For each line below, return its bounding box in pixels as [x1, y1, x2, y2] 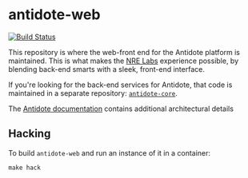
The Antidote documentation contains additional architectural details [8, 104, 234, 113]
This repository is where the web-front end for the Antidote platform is [8, 47, 240, 57]
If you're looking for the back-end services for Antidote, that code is [8, 80, 233, 89]
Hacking [8, 127, 51, 140]
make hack [8, 164, 42, 172]
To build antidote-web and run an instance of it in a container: [8, 148, 210, 157]
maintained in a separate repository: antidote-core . [8, 88, 178, 97]
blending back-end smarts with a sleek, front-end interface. [8, 64, 206, 73]
